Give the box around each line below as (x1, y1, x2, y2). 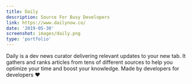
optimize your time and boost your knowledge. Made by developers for (6, 65, 180, 72)
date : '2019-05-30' (6, 25, 55, 31)
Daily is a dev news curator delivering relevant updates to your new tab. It (6, 53, 186, 59)
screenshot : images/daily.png (6, 31, 81, 37)
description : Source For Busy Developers (6, 14, 110, 20)
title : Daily (6, 8, 39, 15)
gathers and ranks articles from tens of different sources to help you (6, 59, 173, 66)
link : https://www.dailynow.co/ (6, 20, 86, 25)
